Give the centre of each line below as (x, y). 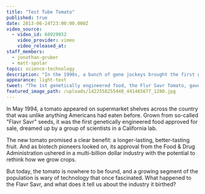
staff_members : (26, 52)
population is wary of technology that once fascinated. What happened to (99, 178)
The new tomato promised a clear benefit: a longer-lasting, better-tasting (98, 140)
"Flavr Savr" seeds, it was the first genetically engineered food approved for (102, 121)
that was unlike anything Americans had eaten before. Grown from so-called (102, 115)
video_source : (24, 29)
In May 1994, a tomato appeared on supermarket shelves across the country (102, 109)
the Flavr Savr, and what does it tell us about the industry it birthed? (91, 184)
